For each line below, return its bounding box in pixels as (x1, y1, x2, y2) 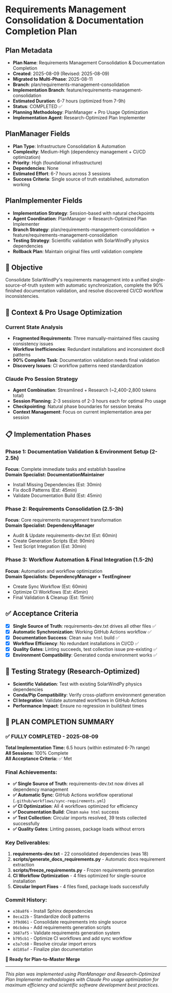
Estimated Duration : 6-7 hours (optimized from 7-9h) (12, 98, 126, 104)
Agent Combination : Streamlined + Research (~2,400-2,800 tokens (12, 387, 157, 393)
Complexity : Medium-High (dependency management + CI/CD (12, 148, 146, 155)
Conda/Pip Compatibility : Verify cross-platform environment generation (12, 691, 166, 698)
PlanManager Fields (5, 130, 71, 138)
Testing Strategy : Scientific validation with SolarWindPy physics (12, 237, 149, 243)
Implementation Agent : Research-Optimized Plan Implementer (12, 115, 146, 120)
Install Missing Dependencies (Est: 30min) (12, 482, 102, 488)
